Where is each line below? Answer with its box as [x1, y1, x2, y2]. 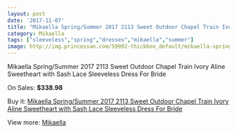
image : [7, 43, 27, 50]
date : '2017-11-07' [7, 17, 65, 24]
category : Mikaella [7, 30, 65, 37]
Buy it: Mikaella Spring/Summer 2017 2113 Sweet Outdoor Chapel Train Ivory [7, 97, 229, 106]
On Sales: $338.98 [7, 84, 63, 91]
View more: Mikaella [7, 118, 66, 127]
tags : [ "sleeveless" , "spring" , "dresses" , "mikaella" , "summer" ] [7, 37, 194, 44]
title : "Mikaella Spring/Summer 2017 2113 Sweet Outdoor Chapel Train [7, 23, 219, 30]
